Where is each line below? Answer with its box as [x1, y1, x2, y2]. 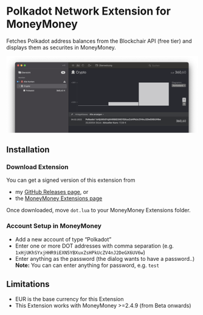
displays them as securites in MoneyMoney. [6, 44, 117, 51]
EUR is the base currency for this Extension [15, 295, 124, 302]
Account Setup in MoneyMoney [6, 222, 102, 230]
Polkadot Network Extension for [6, 4, 171, 18]
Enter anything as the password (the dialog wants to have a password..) [15, 255, 195, 262]
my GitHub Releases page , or [15, 189, 89, 196]
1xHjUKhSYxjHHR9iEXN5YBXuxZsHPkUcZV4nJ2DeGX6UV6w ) [15, 248, 146, 256]
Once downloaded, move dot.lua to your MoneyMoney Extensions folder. [6, 207, 191, 214]
